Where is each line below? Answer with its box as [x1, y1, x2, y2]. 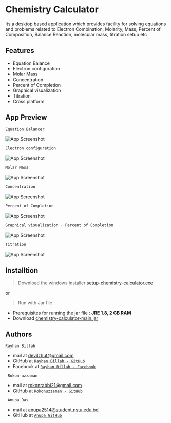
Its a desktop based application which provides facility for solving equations [5, 21, 166, 27]
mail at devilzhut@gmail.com [12, 353, 74, 359]
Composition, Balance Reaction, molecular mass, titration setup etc [5, 31, 147, 37]
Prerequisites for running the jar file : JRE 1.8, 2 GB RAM [12, 310, 132, 316]
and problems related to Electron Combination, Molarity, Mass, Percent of [5, 26, 161, 32]
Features [5, 46, 34, 55]
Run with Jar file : [17, 299, 55, 306]
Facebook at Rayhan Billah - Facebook [12, 363, 96, 370]
